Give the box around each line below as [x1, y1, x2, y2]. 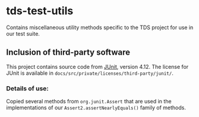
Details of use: [6, 84, 49, 93]
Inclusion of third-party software [6, 48, 131, 58]
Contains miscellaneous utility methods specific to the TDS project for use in [6, 24, 194, 31]
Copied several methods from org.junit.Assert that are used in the [6, 98, 172, 105]
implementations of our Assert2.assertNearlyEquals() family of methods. [6, 104, 186, 111]
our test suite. [6, 30, 40, 37]
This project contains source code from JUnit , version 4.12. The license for [6, 63, 189, 70]
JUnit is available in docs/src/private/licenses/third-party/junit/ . [6, 69, 173, 77]
